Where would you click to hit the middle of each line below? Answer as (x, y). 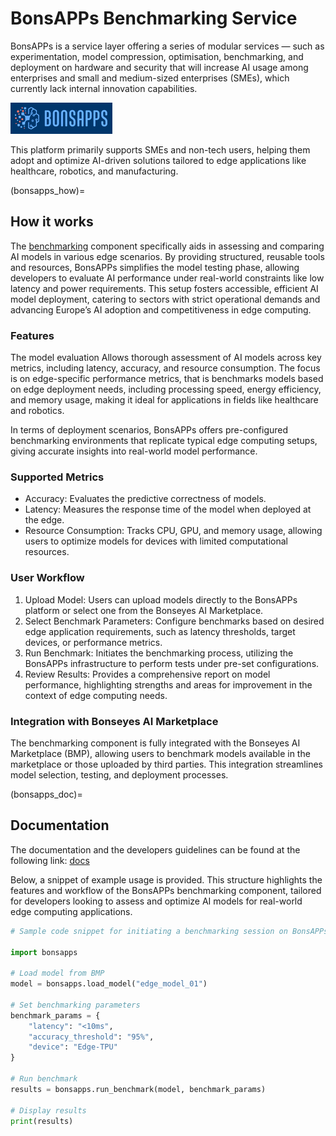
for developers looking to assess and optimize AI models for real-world (156, 901)
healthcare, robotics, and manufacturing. (94, 171)
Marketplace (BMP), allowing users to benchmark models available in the (160, 753)
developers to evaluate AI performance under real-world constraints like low (167, 278)
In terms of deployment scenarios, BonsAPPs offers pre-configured (149, 430)
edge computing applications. (71, 911)
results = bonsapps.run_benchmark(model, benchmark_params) (138, 1089)
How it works (52, 222)
